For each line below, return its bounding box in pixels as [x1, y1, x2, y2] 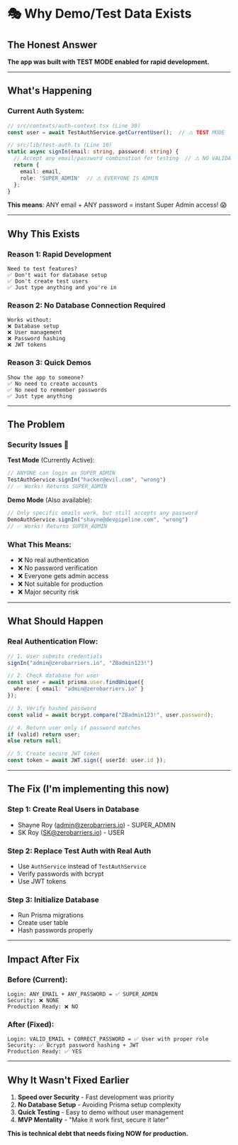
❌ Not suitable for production [17, 580, 103, 588]
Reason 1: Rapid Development [7, 249, 112, 259]
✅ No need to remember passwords [7, 386, 108, 394]
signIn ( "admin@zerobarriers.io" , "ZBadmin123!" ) [7, 659, 154, 666]
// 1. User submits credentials [7, 653, 103, 660]
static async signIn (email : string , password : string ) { [7, 148, 179, 156]
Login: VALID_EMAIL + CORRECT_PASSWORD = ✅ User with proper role [7, 1036, 209, 1043]
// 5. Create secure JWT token [7, 750, 100, 757]
